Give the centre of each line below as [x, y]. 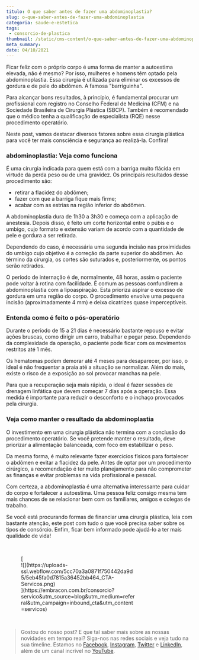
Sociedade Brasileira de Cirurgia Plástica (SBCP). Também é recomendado [97, 110]
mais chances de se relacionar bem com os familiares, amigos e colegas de [98, 499]
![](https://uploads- [44, 565]
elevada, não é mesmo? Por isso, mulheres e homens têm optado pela [92, 73]
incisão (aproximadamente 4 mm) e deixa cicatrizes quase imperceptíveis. [97, 302]
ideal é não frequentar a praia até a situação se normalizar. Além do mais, [96, 367]
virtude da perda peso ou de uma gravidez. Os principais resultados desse [97, 175]
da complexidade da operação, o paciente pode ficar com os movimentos [96, 343]
